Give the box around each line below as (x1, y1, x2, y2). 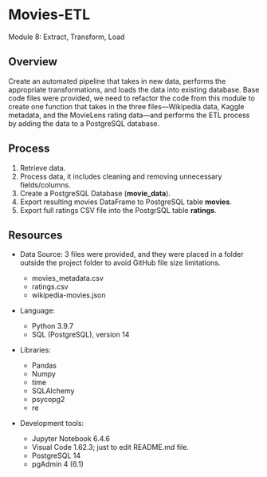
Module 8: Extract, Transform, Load (8, 32, 125, 41)
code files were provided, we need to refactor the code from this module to (8, 93, 255, 103)
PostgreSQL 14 (31, 451, 81, 460)
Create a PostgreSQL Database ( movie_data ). (19, 188, 171, 198)
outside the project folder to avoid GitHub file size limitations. (19, 258, 221, 268)
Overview (8, 55, 58, 69)
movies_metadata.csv (31, 274, 104, 283)
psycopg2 (31, 395, 65, 404)
